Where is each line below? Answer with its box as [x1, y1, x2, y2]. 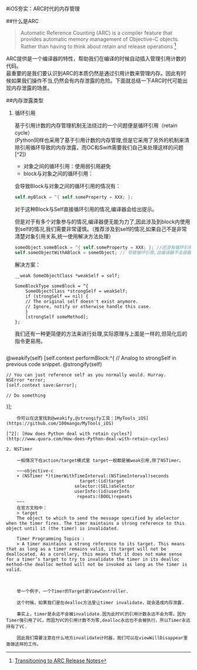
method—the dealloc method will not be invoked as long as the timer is [6, 562, 188, 568]
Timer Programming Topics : [16, 536, 85, 542]
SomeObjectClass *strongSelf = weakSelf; [25, 289, 128, 294]
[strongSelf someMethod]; [25, 314, 89, 320]
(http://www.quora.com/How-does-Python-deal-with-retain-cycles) [6, 436, 169, 442]
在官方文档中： [16, 505, 47, 511]
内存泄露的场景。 [11, 84, 53, 91]
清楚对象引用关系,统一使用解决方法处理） [14, 233, 114, 240]
